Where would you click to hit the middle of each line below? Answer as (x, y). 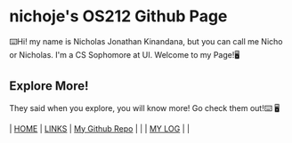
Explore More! (49, 86)
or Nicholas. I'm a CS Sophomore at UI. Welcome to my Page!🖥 (125, 54)
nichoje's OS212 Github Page (118, 16)
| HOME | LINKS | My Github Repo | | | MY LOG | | (99, 128)
